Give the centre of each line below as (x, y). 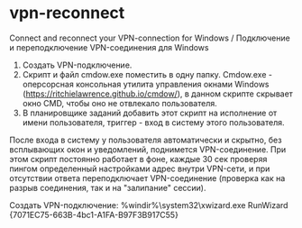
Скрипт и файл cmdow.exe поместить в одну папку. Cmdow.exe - (147, 74)
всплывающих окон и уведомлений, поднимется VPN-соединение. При (148, 149)
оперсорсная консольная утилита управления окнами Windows (146, 84)
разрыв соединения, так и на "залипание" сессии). (108, 187)
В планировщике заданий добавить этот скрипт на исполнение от (150, 113)
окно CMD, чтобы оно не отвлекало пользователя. (120, 103)
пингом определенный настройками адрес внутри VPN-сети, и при (140, 169)
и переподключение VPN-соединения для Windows (109, 47)
